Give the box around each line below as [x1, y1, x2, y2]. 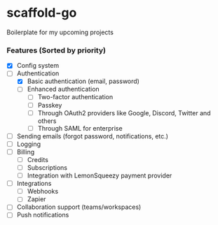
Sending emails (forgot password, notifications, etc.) [16, 131, 169, 140]
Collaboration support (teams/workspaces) [16, 203, 142, 211]
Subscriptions [27, 163, 68, 172]
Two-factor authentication [37, 93, 114, 101]
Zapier [27, 195, 46, 203]
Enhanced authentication [27, 85, 100, 94]
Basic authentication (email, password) [27, 77, 139, 85]
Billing [16, 147, 35, 156]
